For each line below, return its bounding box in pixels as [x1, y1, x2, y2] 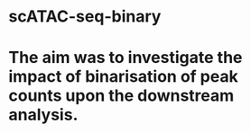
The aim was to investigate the [8, 48, 243, 68]
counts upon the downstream [8, 85, 235, 106]
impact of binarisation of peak [8, 66, 238, 87]
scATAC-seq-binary [8, 6, 162, 27]
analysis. [8, 105, 79, 125]
